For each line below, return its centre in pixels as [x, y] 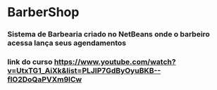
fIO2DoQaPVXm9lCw [45, 79]
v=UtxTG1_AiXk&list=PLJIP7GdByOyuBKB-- [84, 71]
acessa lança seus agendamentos [67, 43]
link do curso [30, 62]
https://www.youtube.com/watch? [115, 62]
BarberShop [43, 12]
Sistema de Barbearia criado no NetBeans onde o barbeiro [108, 34]
